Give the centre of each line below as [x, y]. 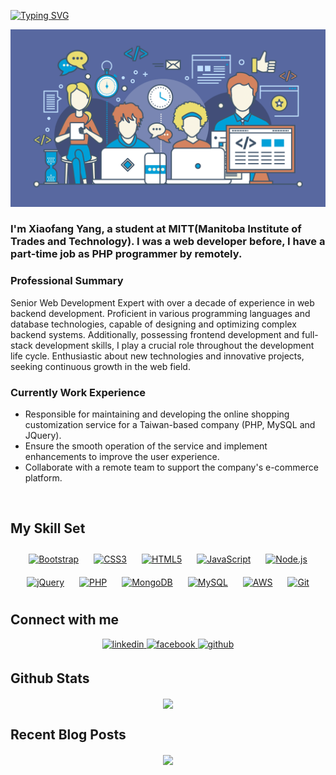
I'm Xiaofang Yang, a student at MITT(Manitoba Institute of [156, 229]
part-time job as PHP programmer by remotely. [126, 254]
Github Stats [50, 678]
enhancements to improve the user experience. [122, 457]
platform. [43, 478]
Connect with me [65, 620]
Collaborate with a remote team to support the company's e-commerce [171, 467]
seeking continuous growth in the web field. [100, 366]
